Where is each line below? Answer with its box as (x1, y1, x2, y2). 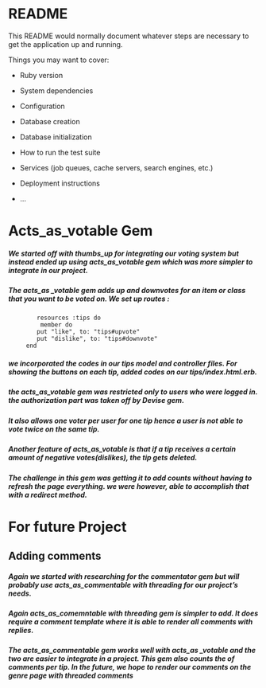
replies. (8, 626, 34, 635)
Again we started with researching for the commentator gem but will (8, 571, 240, 581)
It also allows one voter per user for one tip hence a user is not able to (8, 416, 244, 425)
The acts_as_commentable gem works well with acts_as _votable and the (8, 646, 256, 655)
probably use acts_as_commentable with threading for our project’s (8, 580, 238, 589)
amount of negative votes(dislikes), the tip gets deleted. (8, 453, 198, 463)
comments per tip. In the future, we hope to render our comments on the (8, 663, 252, 672)
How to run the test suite (19, 147, 101, 157)
